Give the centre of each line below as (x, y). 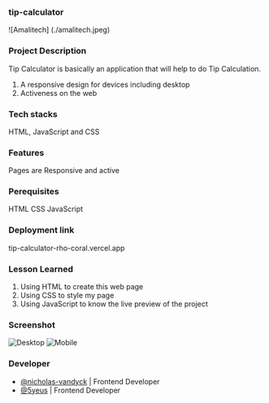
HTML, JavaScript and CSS (54, 132)
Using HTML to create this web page (82, 287)
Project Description (48, 51)
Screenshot (32, 325)
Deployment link (41, 230)
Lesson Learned (41, 269)
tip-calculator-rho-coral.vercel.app (67, 248)
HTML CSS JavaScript (46, 209)
